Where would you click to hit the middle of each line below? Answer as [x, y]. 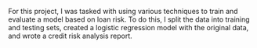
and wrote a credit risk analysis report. [71, 36]
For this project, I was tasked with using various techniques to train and [123, 11]
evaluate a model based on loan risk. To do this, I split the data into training [129, 19]
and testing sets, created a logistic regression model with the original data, [128, 27]
